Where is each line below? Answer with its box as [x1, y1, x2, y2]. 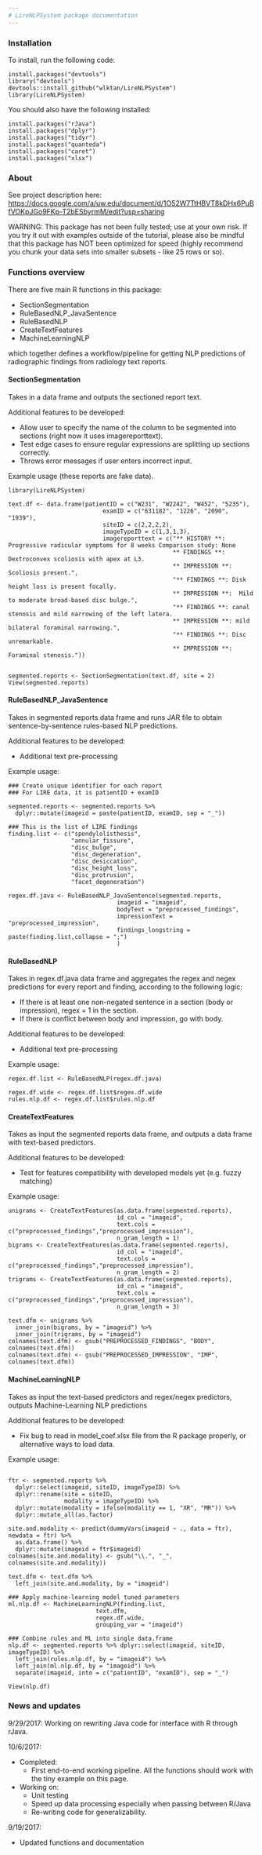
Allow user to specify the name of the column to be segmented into [19, 422, 237, 432]
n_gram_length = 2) [116, 1269, 180, 1276]
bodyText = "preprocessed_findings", [116, 905, 240, 913]
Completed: [19, 1757, 58, 1766]
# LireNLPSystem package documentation [8, 11, 138, 20]
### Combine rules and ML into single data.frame [8, 1634, 174, 1642]
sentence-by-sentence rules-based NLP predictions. [8, 721, 178, 730]
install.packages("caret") [8, 147, 96, 155]
